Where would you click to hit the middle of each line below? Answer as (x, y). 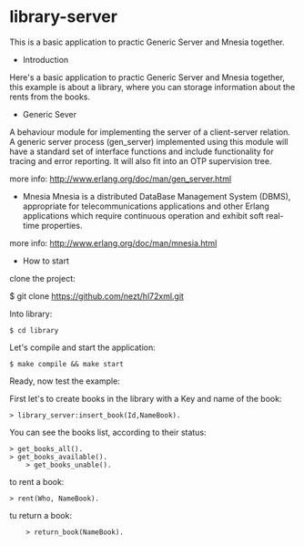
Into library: (31, 314)
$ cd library (34, 330)
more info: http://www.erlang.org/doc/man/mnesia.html (113, 242)
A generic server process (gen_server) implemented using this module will (149, 141)
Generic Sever (50, 114)
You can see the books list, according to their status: (108, 432)
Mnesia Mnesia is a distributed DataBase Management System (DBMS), (157, 196)
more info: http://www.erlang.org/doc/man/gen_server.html (121, 179)
